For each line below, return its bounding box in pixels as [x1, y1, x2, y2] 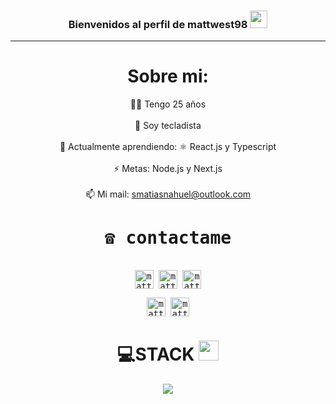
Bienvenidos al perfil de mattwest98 [68, 17, 248, 31]
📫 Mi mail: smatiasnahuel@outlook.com [84, 188, 252, 200]
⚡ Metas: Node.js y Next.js [113, 163, 223, 175]
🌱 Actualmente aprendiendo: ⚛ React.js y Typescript [59, 141, 277, 153]
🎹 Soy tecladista [134, 120, 202, 132]
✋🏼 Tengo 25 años [129, 98, 207, 110]
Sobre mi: [127, 65, 209, 88]
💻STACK [116, 343, 195, 366]
